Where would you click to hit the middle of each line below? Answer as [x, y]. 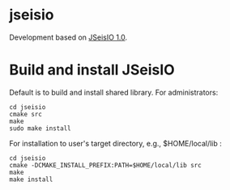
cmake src [26, 114]
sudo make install [40, 128]
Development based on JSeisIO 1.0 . [68, 37]
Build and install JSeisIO [92, 70]
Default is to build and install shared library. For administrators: [114, 92]
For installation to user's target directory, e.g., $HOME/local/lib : [115, 143]
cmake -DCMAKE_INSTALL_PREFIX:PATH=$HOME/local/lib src [105, 165]
